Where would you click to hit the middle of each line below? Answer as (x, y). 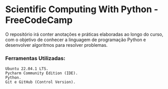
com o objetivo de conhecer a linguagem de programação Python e (76, 40)
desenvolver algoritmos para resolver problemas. (56, 45)
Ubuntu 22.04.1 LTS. (27, 69)
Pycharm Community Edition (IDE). (42, 73)
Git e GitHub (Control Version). (40, 82)
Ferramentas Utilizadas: (35, 58)
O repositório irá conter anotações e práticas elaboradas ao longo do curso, (84, 34)
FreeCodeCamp (39, 20)
